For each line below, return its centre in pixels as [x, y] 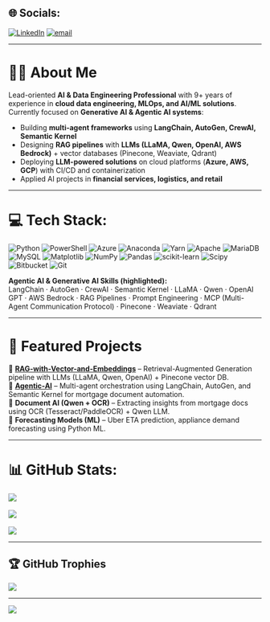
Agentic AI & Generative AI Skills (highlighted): [88, 280]
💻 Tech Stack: [58, 220]
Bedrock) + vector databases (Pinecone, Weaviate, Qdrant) [118, 153]
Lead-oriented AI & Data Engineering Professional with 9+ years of [121, 95]
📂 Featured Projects [75, 346]
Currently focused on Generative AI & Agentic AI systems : [106, 112]
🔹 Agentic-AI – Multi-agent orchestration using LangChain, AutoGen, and [130, 386]
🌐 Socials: [35, 13]
